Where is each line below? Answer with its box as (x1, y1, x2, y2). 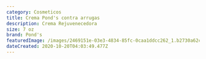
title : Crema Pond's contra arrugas (6, 15, 100, 21)
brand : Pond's (6, 32, 43, 38)
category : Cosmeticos (6, 9, 62, 15)
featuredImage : (6, 37, 45, 44)
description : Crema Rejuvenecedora (6, 20, 97, 26)
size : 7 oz (6, 26, 34, 33)
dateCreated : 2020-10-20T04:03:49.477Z (6, 44, 109, 50)
